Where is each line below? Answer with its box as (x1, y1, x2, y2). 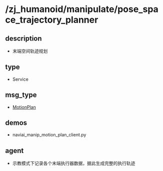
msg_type (5, 91, 37, 99)
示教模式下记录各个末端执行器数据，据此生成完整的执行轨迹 (12, 160, 135, 166)
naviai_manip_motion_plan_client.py (12, 132, 86, 138)
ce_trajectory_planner (5, 14, 98, 26)
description (5, 34, 42, 43)
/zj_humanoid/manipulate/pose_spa (5, 4, 158, 15)
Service (12, 76, 28, 82)
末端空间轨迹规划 (12, 48, 48, 54)
